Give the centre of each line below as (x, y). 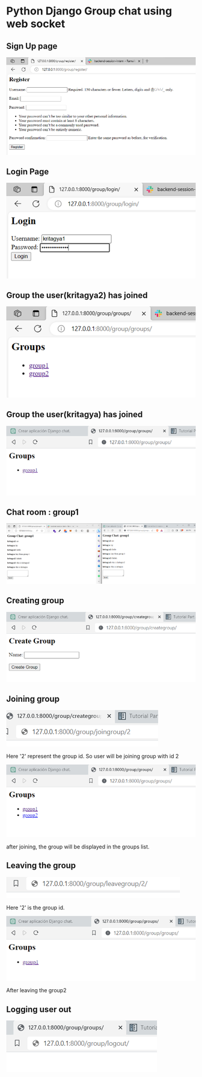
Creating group (35, 600)
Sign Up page (32, 46)
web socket (36, 24)
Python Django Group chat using (89, 11)
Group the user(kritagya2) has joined (77, 296)
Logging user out (39, 1009)
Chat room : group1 (43, 512)
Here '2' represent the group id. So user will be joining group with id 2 (93, 756)
